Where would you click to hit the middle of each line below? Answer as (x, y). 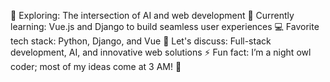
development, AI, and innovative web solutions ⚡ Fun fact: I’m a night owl (161, 52)
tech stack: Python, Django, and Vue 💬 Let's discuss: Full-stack (141, 41)
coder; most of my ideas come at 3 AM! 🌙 (96, 66)
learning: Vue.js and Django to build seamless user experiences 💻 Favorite (165, 26)
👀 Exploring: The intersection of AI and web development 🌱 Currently (152, 15)
